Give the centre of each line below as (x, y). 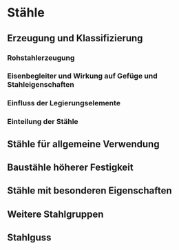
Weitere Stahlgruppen (55, 214)
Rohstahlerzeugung (41, 58)
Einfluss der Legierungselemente (64, 103)
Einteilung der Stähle (43, 122)
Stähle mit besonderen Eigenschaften (89, 191)
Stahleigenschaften (41, 85)
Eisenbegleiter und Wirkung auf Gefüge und (82, 76)
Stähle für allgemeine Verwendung (83, 144)
